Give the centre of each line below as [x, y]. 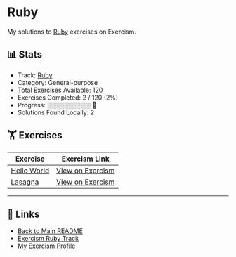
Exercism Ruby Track [48, 239]
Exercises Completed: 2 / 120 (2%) [68, 97]
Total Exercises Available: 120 [60, 90]
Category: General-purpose [58, 82]
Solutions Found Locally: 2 [56, 112]
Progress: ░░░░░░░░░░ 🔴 [57, 105]
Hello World [30, 171]
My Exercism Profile [46, 246]
